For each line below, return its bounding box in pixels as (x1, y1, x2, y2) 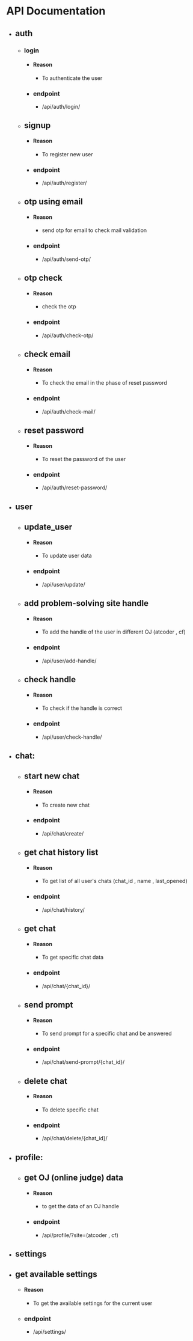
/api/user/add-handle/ (41, 657, 97, 664)
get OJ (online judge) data (23, 1173, 123, 1183)
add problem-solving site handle (23, 598, 149, 608)
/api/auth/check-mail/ (41, 408, 96, 415)
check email (23, 349, 71, 359)
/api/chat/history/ (41, 906, 85, 913)
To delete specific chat (41, 1106, 99, 1113)
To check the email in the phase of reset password (41, 379, 167, 386)
